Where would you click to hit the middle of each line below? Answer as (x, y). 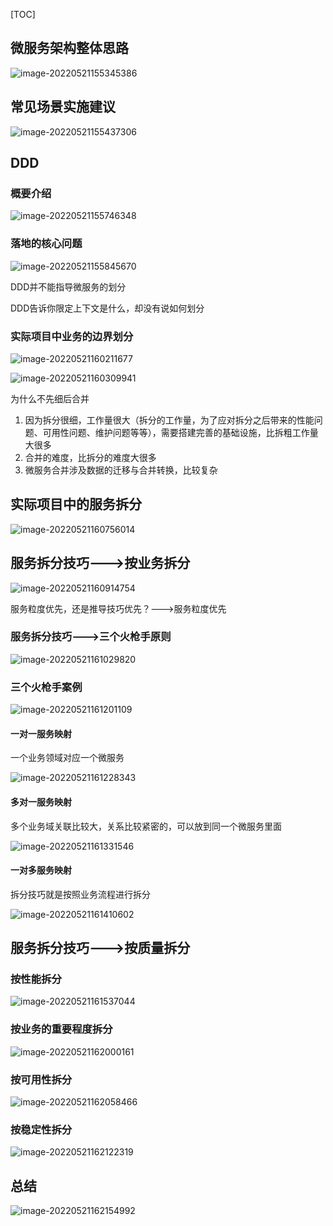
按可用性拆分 (41, 1079)
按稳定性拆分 (41, 1129)
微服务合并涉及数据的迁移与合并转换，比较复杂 (121, 470)
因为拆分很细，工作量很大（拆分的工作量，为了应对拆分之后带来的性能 (169, 420)
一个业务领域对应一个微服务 (67, 758)
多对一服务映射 (41, 801)
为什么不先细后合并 (50, 398)
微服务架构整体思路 (69, 48)
